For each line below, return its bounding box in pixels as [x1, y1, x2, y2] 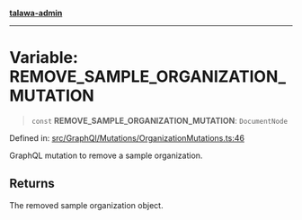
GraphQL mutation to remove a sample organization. [9, 150, 203, 161]
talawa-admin [9, 8, 63, 18]
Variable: [9, 48, 79, 68]
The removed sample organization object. [9, 199, 164, 210]
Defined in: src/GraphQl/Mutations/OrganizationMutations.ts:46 [9, 132, 245, 143]
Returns [9, 176, 56, 191]
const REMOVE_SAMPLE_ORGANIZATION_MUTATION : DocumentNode [31, 115, 289, 126]
